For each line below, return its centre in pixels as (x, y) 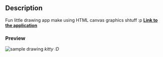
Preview (15, 38)
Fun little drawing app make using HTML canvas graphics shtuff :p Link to (81, 20)
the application (21, 25)
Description (24, 8)
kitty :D (52, 49)
